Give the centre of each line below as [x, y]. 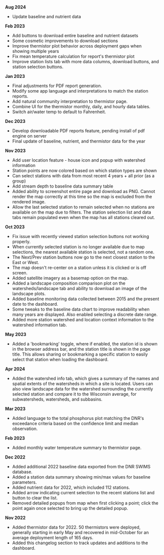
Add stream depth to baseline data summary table [63, 186]
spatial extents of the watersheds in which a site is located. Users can [82, 384]
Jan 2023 [15, 76]
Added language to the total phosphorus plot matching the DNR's [78, 418]
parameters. [24, 482]
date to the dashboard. [35, 304]
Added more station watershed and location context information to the [83, 320]
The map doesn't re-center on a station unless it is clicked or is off [79, 267]
